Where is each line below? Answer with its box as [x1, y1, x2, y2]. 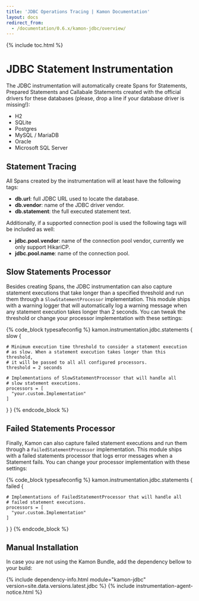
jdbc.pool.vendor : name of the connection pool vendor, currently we [14, 237, 184, 244]
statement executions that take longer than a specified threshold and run [6, 289, 184, 296]
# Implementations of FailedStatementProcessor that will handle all [6, 494, 182, 500]
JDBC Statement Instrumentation [6, 62, 173, 76]
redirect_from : [6, 20, 44, 26]
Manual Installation [6, 543, 79, 553]
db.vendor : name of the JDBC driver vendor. [14, 202, 125, 208]
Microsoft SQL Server [14, 144, 68, 152]
